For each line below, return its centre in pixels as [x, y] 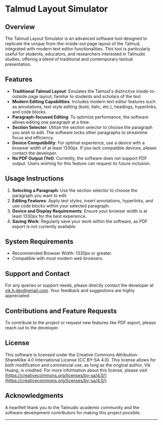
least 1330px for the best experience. [49, 216]
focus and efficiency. [33, 137]
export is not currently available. [44, 226]
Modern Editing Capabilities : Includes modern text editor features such [84, 101]
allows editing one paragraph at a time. [51, 122]
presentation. [18, 64]
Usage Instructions [34, 179]
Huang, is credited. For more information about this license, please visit [76, 370]
